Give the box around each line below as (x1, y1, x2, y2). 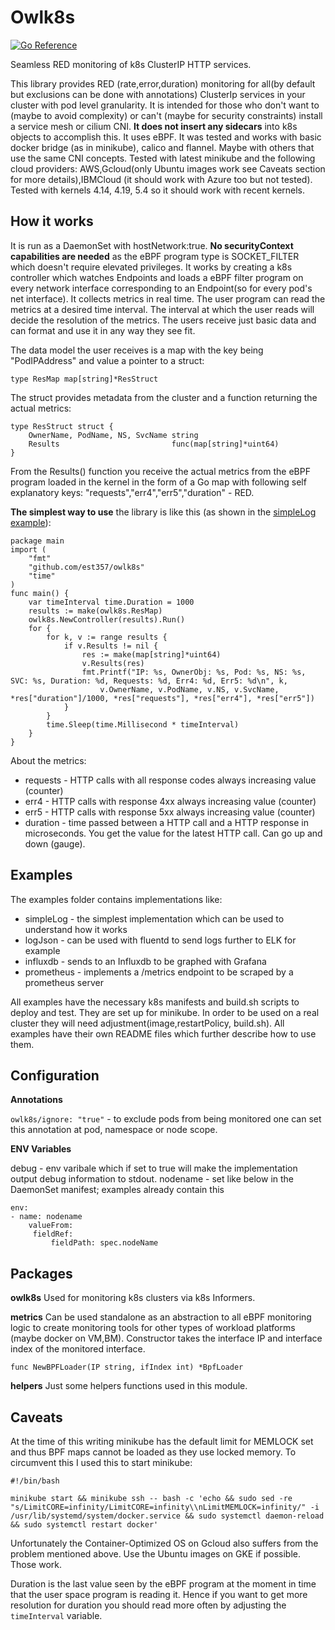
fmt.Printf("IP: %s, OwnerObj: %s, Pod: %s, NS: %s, (81, 667, 307, 677)
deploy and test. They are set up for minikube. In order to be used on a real (10, 1006, 320, 1018)
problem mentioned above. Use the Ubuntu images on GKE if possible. (10, 1548, 302, 1560)
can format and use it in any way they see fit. (10, 324, 196, 336)
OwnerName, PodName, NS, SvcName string (28, 430, 199, 440)
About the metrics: (10, 754, 87, 766)
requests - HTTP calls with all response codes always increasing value (24, 774, 317, 786)
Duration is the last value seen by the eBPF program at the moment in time (10, 1578, 317, 1590)
